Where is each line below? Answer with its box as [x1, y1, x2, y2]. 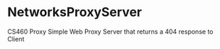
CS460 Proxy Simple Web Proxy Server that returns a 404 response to [7, 27, 214, 36]
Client [7, 34, 25, 43]
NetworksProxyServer [7, 4, 142, 20]
